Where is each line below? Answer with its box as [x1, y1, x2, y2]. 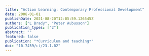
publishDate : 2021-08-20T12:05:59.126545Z [5, 16, 94, 21]
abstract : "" [5, 30, 32, 35]
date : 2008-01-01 [5, 12, 41, 17]
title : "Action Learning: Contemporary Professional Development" [5, 7, 145, 12]
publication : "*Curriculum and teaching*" [5, 39, 94, 44]
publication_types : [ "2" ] [5, 25, 58, 30]
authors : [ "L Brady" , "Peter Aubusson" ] [5, 20, 90, 26]
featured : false [5, 35, 38, 39]
